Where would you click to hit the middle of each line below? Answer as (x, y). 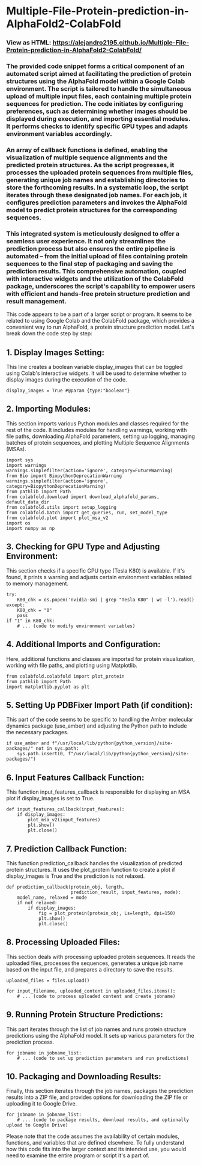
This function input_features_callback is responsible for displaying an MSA (98, 792)
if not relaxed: (37, 902)
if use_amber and (28, 743)
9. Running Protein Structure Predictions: (85, 1014)
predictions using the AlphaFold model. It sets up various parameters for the (100, 1035)
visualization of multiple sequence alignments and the (87, 157)
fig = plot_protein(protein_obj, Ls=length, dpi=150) (107, 913)
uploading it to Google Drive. (42, 1104)
